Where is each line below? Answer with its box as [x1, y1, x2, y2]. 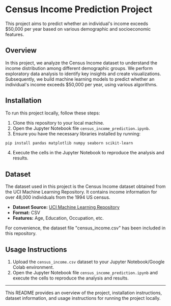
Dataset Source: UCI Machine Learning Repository [12, 204, 120, 210]
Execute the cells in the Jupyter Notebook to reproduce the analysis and [12, 150, 164, 156]
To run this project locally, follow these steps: [5, 110, 100, 116]
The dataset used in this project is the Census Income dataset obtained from [5, 183, 166, 190]
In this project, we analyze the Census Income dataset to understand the [5, 60, 158, 66]
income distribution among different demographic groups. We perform [5, 65, 153, 71]
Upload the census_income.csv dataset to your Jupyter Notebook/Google [12, 259, 165, 265]
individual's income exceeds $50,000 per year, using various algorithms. [5, 81, 158, 87]
